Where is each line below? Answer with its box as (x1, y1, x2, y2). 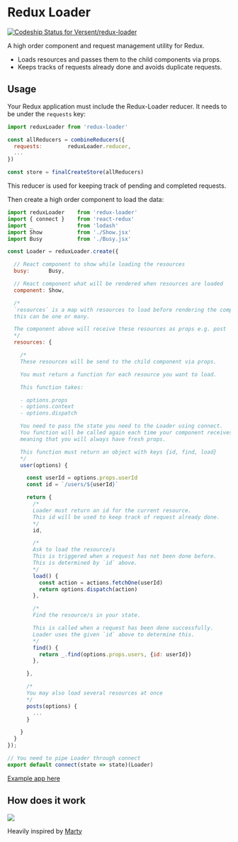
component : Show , (13, 286, 65, 294)
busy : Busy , (13, 267, 65, 275)
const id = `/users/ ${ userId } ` (25, 481, 119, 488)
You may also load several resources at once (25, 690, 163, 697)
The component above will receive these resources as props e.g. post (13, 325, 227, 333)
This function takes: (20, 383, 84, 391)
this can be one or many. (13, 313, 91, 320)
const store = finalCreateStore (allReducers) (7, 169, 144, 176)
